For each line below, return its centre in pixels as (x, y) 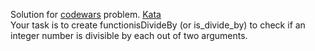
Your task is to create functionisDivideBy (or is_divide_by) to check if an (158, 25)
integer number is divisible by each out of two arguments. (129, 35)
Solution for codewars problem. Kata (86, 14)
